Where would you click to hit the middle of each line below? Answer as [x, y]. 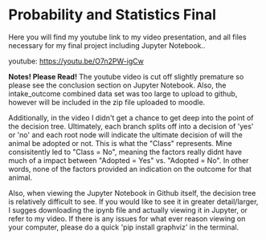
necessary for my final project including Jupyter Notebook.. [107, 45]
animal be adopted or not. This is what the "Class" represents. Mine [121, 143]
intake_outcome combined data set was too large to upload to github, [123, 93]
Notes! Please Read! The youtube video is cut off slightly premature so [126, 76]
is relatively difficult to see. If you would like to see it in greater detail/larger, [133, 201]
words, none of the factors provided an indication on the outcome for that [130, 169]
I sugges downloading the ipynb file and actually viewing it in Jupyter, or [128, 209]
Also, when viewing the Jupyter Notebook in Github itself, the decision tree [132, 193]
